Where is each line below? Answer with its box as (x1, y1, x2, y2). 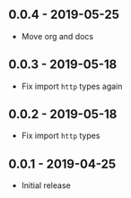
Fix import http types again (21, 81, 123, 91)
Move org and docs (21, 30, 94, 41)
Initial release (21, 180, 71, 191)
